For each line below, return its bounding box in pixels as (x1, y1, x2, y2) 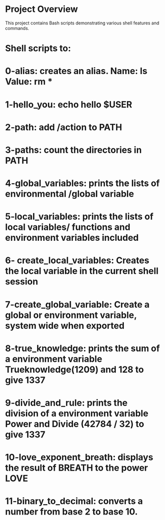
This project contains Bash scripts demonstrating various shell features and (5, 20, 160, 26)
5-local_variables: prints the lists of (5, 211, 154, 222)
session (5, 276, 38, 287)
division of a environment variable (5, 408, 149, 419)
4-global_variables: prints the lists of (5, 178, 160, 189)
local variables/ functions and (5, 221, 130, 233)
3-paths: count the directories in (5, 144, 142, 155)
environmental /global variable (5, 188, 134, 200)
